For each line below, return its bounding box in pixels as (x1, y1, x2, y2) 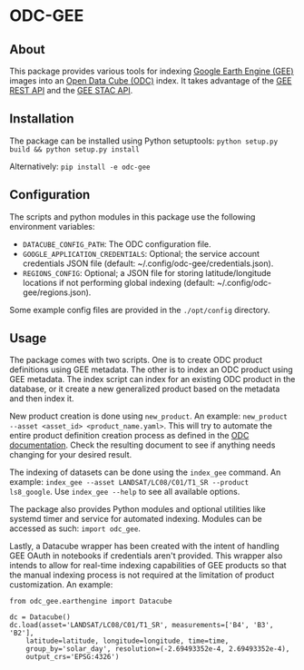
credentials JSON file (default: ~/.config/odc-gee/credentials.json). (22, 258, 274, 269)
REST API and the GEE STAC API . (9, 85, 133, 95)
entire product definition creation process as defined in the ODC (9, 430, 250, 441)
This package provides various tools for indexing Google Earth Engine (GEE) (9, 65, 294, 76)
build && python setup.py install (9, 144, 141, 154)
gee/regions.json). (22, 287, 92, 298)
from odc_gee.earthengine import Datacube (9, 596, 172, 606)
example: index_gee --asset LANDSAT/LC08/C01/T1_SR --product (9, 477, 250, 488)
